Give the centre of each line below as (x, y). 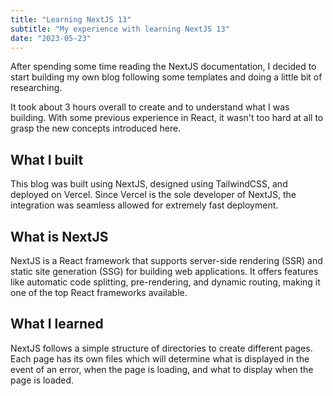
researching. (36, 88)
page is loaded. (42, 380)
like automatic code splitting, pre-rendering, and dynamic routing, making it (165, 282)
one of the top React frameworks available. (99, 292)
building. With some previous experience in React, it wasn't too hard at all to (167, 118)
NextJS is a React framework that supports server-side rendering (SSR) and (166, 260)
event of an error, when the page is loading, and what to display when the (162, 369)
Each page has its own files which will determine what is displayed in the (160, 358)
